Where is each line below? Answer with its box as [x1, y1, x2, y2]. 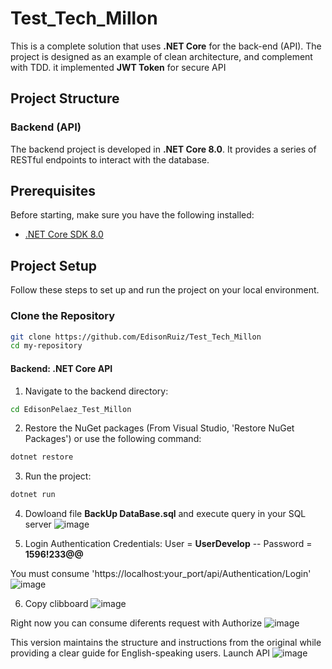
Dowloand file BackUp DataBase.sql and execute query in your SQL [24, 508, 307, 520]
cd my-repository [10, 341, 83, 351]
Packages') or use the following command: [24, 433, 202, 445]
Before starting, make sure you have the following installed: [10, 209, 255, 221]
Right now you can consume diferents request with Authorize [10, 617, 263, 629]
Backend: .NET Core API [10, 362, 113, 374]
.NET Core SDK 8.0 [24, 228, 104, 241]
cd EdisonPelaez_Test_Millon [10, 404, 132, 414]
